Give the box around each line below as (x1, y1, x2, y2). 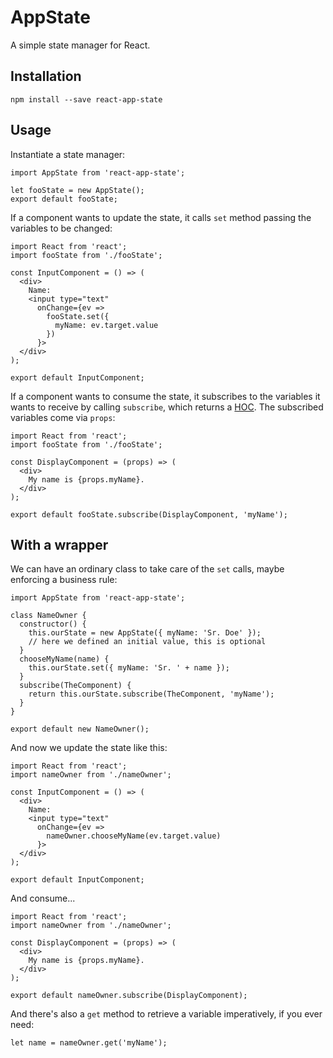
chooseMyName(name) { (19, 654, 110, 665)
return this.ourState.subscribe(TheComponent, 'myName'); (28, 689, 275, 700)
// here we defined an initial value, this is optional (28, 637, 267, 647)
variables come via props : (10, 411, 116, 423)
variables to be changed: (10, 222, 113, 234)
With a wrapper (10, 536, 109, 553)
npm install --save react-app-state (10, 94, 163, 105)
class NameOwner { (10, 611, 87, 621)
